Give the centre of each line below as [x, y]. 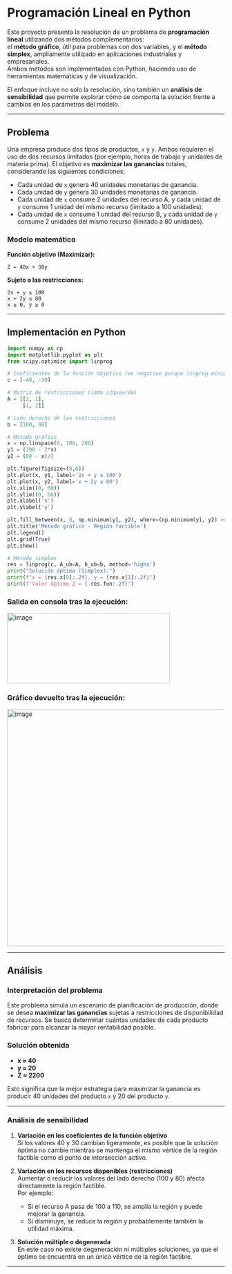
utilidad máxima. [51, 1228]
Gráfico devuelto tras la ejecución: [66, 698]
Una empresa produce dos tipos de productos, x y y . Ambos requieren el [110, 149]
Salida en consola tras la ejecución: [68, 602]
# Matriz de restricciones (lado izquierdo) [72, 393]
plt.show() [23, 546]
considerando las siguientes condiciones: [66, 171]
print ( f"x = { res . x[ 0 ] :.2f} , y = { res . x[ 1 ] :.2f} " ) [81, 577]
